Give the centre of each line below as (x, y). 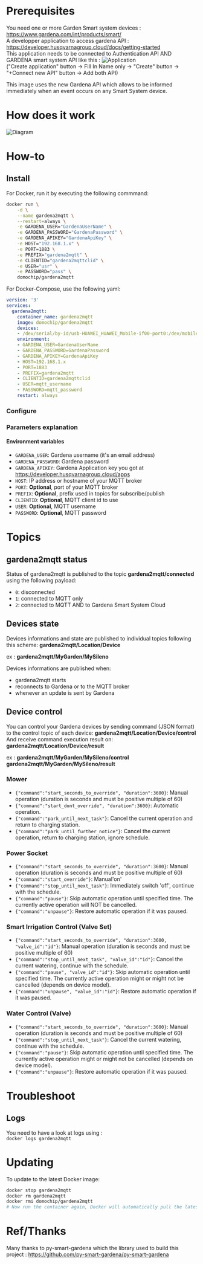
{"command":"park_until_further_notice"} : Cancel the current (92, 831)
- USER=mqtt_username (44, 384)
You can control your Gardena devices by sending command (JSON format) (101, 726)
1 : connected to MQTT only (49, 598)
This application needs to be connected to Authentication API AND (89, 53)
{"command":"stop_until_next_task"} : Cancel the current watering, (98, 1039)
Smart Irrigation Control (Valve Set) (59, 927)
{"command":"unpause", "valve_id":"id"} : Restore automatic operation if (105, 992)
